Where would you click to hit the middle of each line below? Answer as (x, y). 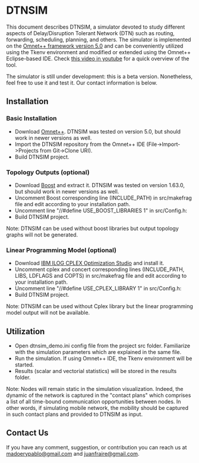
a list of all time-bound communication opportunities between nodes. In (94, 402)
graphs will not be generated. (42, 234)
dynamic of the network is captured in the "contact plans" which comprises (99, 395)
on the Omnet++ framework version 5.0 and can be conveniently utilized (95, 46)
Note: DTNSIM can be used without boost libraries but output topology (93, 228)
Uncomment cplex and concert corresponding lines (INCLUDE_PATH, (99, 269)
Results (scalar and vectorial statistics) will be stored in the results (96, 371)
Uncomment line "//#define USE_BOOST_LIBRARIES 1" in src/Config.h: (101, 210)
